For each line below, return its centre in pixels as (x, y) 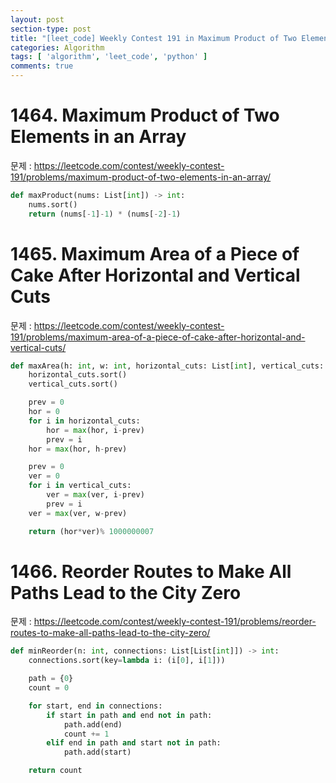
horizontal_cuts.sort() (78, 375)
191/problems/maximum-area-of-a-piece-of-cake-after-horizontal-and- (158, 337)
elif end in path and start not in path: (134, 743)
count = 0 (49, 688)
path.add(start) (97, 752)
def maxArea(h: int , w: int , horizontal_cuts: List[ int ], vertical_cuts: (167, 366)
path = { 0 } (51, 679)
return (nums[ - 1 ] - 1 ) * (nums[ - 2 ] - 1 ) (105, 214)
